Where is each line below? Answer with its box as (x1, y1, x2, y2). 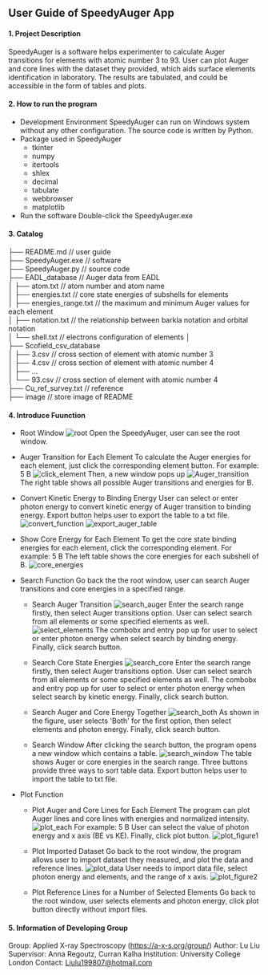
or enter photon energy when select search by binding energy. (31, 634, 238, 644)
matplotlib (31, 202, 66, 212)
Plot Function (19, 790, 64, 799)
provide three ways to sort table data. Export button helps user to (31, 766, 247, 775)
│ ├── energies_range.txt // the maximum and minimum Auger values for (8, 299, 250, 307)
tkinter (31, 142, 54, 152)
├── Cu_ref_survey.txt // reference (8, 384, 124, 392)
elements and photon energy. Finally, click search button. (31, 725, 221, 734)
